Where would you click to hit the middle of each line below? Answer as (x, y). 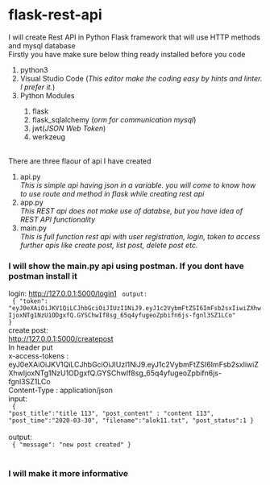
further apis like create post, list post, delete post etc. (109, 245)
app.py (32, 202)
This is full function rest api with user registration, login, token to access (140, 236)
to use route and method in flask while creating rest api (112, 193)
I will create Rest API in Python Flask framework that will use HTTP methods (134, 37)
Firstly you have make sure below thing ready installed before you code (127, 54)
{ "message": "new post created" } (71, 445)
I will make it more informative (69, 474)
